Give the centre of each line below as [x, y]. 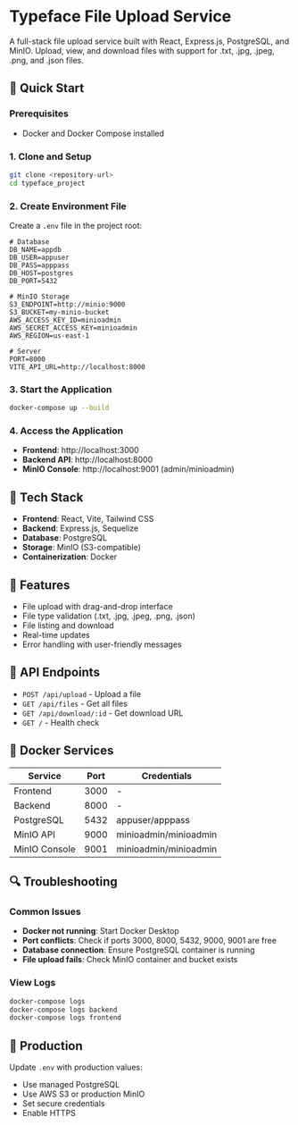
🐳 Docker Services [62, 751]
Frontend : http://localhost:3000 [81, 450]
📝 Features [40, 585]
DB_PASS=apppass [39, 265]
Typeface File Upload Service [120, 17]
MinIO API [35, 835]
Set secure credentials [63, 1104]
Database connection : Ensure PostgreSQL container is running [139, 950]
